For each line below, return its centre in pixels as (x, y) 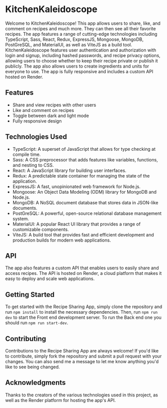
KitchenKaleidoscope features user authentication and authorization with (81, 50)
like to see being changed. (33, 367)
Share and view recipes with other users (54, 105)
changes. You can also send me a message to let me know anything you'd (82, 361)
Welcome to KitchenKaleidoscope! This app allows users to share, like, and (83, 23)
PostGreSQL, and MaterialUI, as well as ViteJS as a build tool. (69, 44)
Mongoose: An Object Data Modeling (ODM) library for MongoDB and (85, 192)
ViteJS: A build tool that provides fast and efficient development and (83, 235)
